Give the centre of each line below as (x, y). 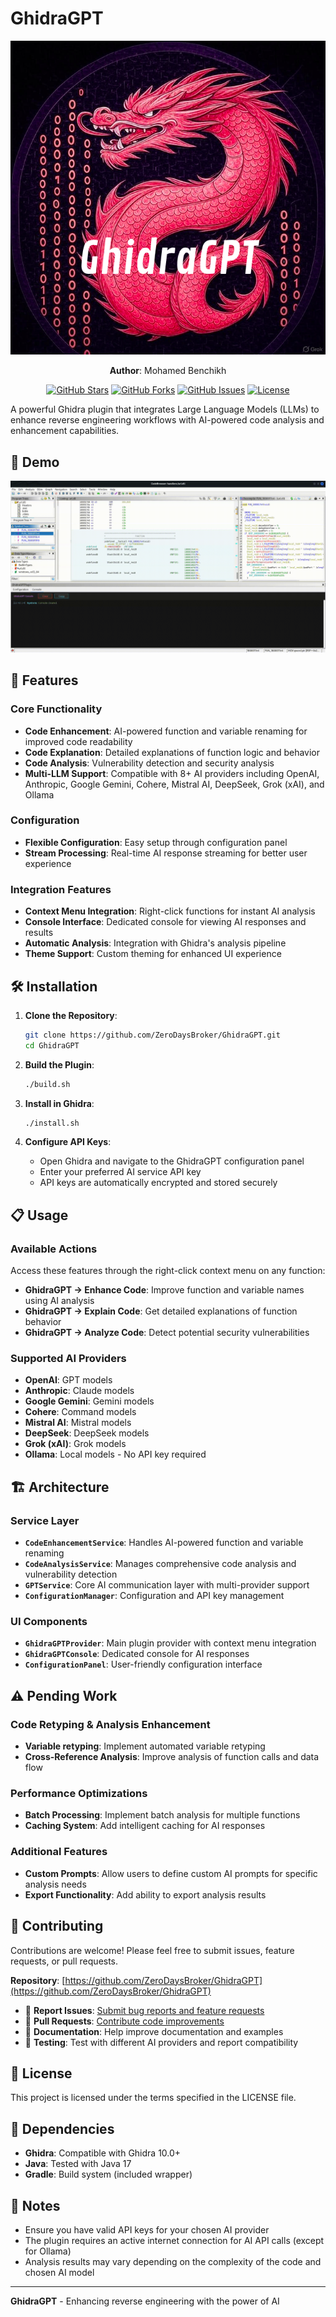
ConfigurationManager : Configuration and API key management (154, 1596)
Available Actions (54, 1249)
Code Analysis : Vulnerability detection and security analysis (149, 763)
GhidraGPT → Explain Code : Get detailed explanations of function (161, 1311)
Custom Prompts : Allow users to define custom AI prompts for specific (171, 1873)
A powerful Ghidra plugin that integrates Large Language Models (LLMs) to (165, 409)
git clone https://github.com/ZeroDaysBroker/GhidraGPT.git (152, 1035)
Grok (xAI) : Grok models (75, 1444)
